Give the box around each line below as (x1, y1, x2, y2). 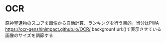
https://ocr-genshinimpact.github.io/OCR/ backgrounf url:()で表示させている (5, 26, 162, 32)
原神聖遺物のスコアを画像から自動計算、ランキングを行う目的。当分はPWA (5, 20, 160, 26)
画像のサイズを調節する (5, 32, 53, 38)
